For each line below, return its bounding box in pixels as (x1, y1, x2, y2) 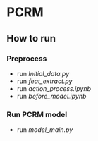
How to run (6, 32, 56, 44)
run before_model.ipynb (16, 92, 87, 100)
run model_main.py (16, 125, 73, 134)
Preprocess (6, 54, 47, 63)
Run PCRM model (6, 109, 68, 119)
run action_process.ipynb (16, 84, 91, 92)
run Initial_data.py (16, 69, 70, 78)
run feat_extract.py (16, 77, 73, 85)
